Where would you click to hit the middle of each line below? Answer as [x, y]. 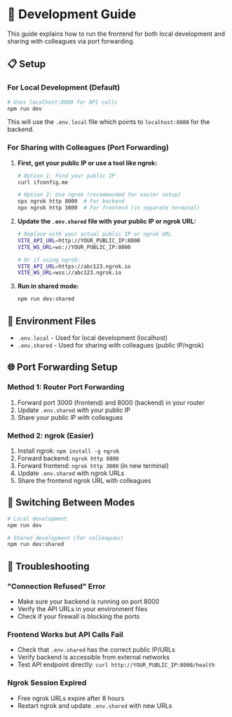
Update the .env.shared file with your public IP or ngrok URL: [107, 221]
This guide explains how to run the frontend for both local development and [116, 34]
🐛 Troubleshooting [48, 566]
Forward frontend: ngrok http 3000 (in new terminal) [93, 465]
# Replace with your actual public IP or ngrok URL [94, 234]
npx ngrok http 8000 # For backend [71, 202]
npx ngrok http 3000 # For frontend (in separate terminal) [109, 208]
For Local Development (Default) [64, 88]
